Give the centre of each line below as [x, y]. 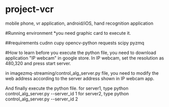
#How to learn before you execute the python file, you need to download [81, 52]
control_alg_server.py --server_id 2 [42, 99]
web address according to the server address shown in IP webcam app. [80, 78]
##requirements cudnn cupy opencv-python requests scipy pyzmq [75, 43]
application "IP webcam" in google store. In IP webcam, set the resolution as [84, 58]
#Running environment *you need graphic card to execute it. [68, 33]
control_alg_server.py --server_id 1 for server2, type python [67, 93]
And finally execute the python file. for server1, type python [67, 88]
